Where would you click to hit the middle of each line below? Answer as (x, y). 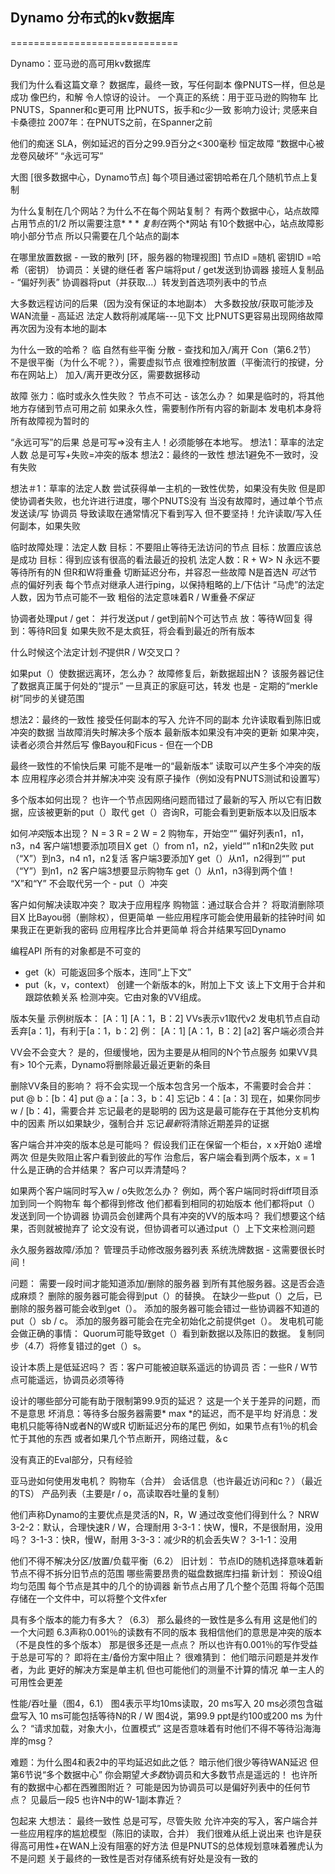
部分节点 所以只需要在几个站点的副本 (103, 235)
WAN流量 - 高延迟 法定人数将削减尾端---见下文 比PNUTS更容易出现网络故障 (167, 315)
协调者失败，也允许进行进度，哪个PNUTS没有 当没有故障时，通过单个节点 (170, 500)
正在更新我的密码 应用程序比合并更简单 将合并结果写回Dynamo (157, 929)
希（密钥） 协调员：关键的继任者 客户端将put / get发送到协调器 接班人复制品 (167, 269)
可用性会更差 (36, 1682)
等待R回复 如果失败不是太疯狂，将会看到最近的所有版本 (141, 630)
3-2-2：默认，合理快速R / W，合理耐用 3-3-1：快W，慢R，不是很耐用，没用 (166, 1527)
